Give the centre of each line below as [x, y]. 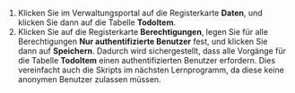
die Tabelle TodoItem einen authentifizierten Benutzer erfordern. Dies [147, 60]
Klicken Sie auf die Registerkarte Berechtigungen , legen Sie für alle [143, 32]
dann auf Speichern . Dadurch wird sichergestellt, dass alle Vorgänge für [152, 51]
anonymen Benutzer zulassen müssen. [89, 79]
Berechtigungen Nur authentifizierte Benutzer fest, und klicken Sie [143, 41]
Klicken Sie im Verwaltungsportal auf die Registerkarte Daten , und [140, 13]
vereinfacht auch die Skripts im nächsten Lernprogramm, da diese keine [151, 70]
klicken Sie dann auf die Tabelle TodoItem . [97, 22]
